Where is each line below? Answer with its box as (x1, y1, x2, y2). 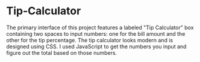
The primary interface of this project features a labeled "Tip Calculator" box (6, 24, 194, 31)
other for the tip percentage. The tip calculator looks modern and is (6, 36, 173, 44)
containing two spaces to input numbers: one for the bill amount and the (6, 30, 186, 37)
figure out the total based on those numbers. (6, 49, 117, 56)
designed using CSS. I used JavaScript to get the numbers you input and (6, 43, 187, 50)
